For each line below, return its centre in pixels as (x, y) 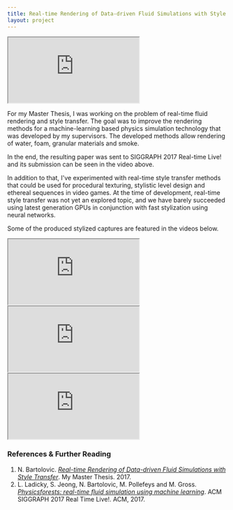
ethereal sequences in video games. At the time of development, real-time (114, 192)
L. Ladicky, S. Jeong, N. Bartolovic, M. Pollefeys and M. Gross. (107, 484)
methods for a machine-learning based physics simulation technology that (114, 128)
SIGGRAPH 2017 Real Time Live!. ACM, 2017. (81, 499)
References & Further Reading (59, 454)
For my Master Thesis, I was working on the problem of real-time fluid (107, 113)
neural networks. (31, 214)
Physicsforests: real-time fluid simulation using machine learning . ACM (119, 491)
